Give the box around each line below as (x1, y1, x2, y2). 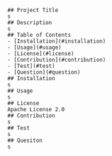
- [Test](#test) (7, 62, 55, 69)
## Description (7, 19, 52, 26)
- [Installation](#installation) (7, 38, 106, 45)
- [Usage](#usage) (7, 44, 62, 51)
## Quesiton (7, 137, 43, 144)
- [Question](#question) (7, 69, 81, 76)
